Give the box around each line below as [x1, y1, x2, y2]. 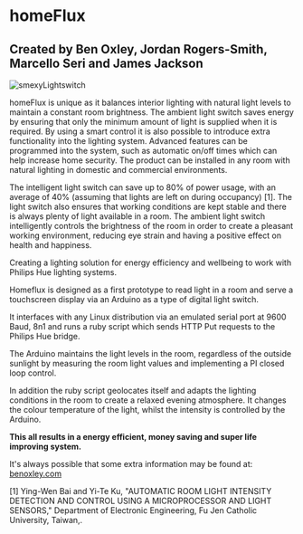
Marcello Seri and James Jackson [9, 55, 204, 71]
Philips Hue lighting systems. [9, 267, 118, 277]
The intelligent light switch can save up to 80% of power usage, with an [9, 182, 276, 193]
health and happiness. [9, 240, 92, 250]
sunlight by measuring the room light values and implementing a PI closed [9, 358, 285, 368]
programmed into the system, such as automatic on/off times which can [9, 146, 278, 156]
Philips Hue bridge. [9, 331, 80, 341]
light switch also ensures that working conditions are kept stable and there [9, 201, 287, 212]
